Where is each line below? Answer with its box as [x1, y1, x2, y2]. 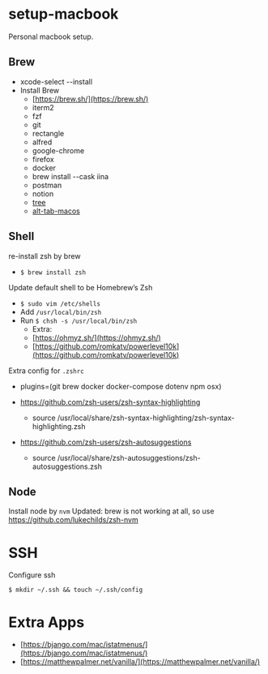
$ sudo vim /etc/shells [19, 299, 101, 308]
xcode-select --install [19, 76, 93, 86]
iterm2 [32, 102, 54, 112]
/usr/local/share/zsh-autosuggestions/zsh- [57, 453, 201, 462]
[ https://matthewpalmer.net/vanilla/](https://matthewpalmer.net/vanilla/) [19, 657, 261, 667]
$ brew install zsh [19, 268, 87, 277]
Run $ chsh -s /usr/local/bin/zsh [19, 316, 138, 325]
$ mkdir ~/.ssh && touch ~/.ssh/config [8, 586, 143, 595]
